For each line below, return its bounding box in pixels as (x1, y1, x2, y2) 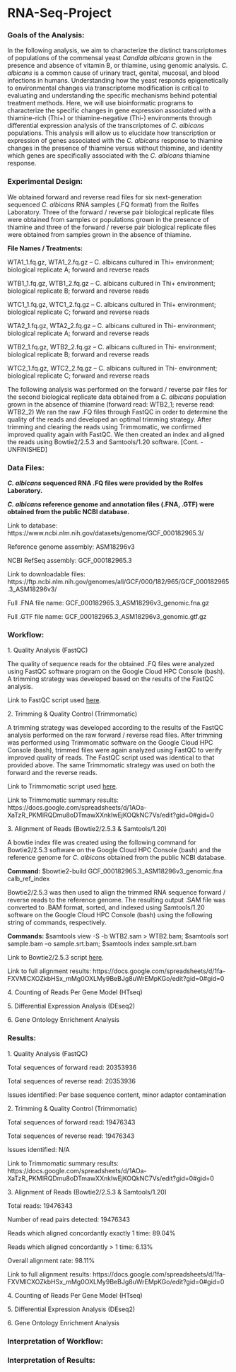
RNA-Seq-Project (7, 5, 112, 21)
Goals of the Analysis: (7, 30, 85, 40)
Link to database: (7, 521, 58, 530)
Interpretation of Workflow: (7, 1336, 104, 1346)
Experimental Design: (7, 177, 83, 187)
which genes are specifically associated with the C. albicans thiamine (7, 151, 211, 160)
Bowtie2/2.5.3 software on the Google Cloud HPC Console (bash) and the (7, 846, 222, 854)
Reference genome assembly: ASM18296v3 (7, 542, 136, 551)
